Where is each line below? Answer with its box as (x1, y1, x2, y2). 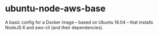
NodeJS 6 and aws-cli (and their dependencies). (5, 24, 104, 30)
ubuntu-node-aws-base (5, 3, 106, 14)
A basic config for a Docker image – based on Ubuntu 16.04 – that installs (5, 19, 154, 25)
